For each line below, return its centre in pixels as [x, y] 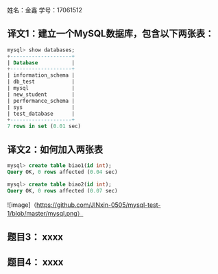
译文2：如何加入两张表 [55, 149]
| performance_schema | [41, 101]
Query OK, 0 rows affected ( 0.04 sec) [62, 172]
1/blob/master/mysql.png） [45, 213]
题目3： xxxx [35, 237]
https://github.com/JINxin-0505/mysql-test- [99, 205]
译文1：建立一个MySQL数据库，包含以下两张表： [111, 34]
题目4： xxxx [35, 262]
